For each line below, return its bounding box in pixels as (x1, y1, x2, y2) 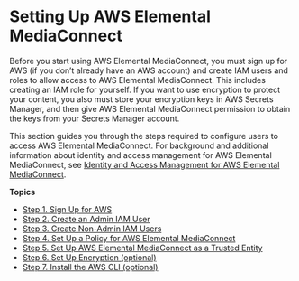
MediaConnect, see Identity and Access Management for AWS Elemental (9, 159, 280, 170)
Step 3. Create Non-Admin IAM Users (22, 223, 162, 234)
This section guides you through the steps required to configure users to (9, 130, 279, 141)
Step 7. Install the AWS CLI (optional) (22, 261, 159, 272)
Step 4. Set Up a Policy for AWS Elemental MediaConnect (22, 232, 236, 243)
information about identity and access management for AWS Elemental (9, 149, 272, 160)
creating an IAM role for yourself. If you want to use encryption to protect (9, 84, 281, 95)
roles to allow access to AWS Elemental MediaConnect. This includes (9, 74, 266, 85)
